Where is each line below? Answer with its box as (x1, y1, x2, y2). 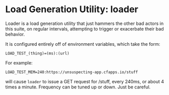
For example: (5, 59, 33, 66)
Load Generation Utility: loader (5, 4, 139, 15)
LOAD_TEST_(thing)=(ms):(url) (5, 51, 70, 56)
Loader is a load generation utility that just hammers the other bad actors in (5, 20, 164, 26)
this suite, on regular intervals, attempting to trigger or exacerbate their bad (5, 25, 164, 31)
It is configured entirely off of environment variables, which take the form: (5, 41, 160, 47)
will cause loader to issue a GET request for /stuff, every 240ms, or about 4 (5, 78, 164, 84)
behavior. (5, 31, 25, 37)
